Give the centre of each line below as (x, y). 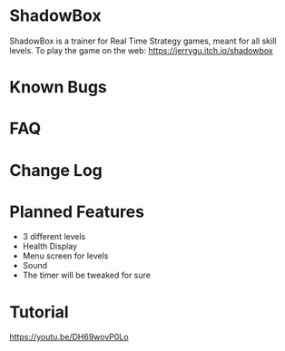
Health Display (50, 247)
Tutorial (39, 312)
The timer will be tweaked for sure (87, 275)
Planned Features (77, 212)
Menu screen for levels (65, 256)
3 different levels (54, 237)
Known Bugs (58, 88)
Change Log (56, 170)
